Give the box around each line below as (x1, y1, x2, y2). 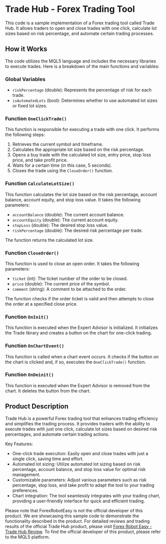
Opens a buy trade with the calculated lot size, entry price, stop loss (12, 152, 152, 158)
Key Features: (5, 441, 33, 447)
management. (12, 472, 41, 477)
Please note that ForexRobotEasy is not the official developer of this (5, 507, 143, 513)
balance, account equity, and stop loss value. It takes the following (5, 197, 141, 203)
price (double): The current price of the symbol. (12, 280, 110, 286)
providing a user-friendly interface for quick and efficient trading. (12, 498, 145, 504)
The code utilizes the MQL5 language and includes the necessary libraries (5, 58, 157, 64)
